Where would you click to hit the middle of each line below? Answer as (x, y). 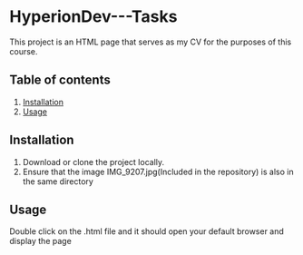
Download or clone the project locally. (93, 162)
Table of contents (60, 80)
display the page (41, 241)
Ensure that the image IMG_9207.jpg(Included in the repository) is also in (158, 172)
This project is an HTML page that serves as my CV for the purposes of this (151, 42)
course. (24, 51)
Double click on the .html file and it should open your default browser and (147, 231)
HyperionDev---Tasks (93, 17)
